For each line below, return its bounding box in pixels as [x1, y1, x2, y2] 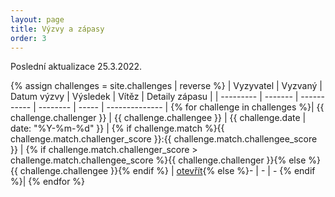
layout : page [10, 14, 65, 25]
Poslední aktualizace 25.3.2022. [10, 61, 143, 73]
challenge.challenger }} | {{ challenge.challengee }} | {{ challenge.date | [10, 112, 307, 124]
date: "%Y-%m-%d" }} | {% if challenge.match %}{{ [10, 122, 225, 135]
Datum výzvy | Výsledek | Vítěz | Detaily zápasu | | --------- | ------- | [10, 91, 299, 103]
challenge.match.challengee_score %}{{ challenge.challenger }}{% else [10, 154, 307, 166]
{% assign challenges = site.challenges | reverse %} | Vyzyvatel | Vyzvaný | [10, 80, 323, 92]
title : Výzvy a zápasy [10, 24, 105, 34]
